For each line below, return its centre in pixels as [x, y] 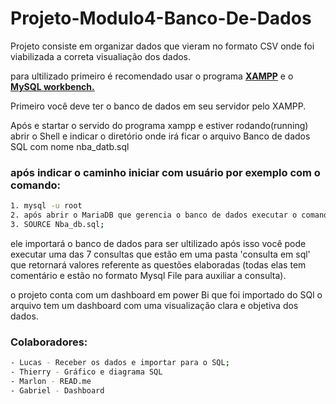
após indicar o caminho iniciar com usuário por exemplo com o [165, 172]
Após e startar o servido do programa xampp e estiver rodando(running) [159, 125]
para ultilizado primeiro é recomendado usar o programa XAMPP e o [152, 76]
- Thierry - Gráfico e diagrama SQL [86, 372]
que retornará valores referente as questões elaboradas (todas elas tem [158, 264]
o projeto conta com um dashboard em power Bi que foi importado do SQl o [166, 294]
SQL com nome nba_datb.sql [70, 146]
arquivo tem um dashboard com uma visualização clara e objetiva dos [154, 305]
